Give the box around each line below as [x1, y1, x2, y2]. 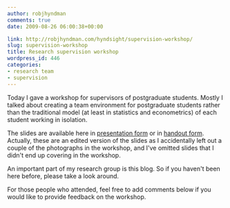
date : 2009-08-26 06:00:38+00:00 [7, 23, 104, 30]
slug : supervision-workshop [7, 42, 88, 49]
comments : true [7, 17, 51, 24]
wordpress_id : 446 [7, 55, 60, 62]
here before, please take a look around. [7, 171, 119, 180]
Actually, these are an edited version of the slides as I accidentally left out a [7, 136, 222, 144]
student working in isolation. [7, 115, 88, 123]
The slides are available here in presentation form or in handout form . [7, 129, 204, 137]
